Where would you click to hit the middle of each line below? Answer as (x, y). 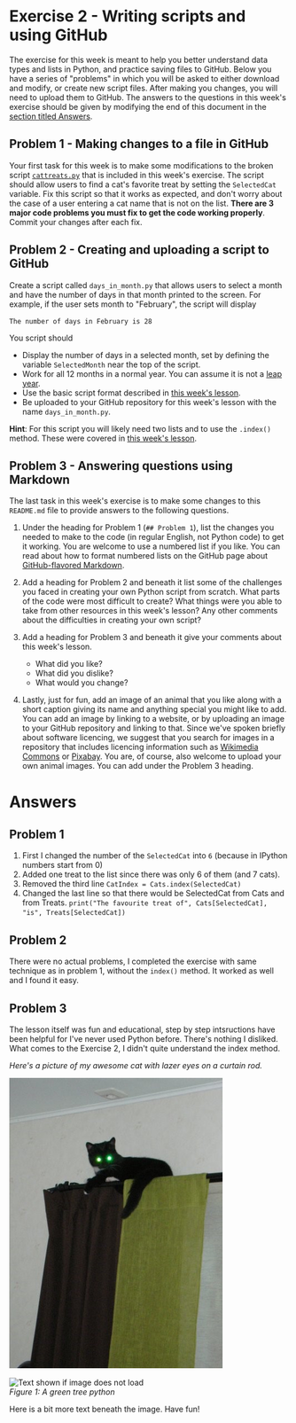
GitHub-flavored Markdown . (73, 566)
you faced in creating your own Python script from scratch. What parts (151, 592)
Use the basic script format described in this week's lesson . (131, 393)
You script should (41, 338)
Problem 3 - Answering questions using (121, 466)
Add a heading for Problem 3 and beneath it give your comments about (152, 637)
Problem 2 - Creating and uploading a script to (140, 250)
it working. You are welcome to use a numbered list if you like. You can (151, 546)
